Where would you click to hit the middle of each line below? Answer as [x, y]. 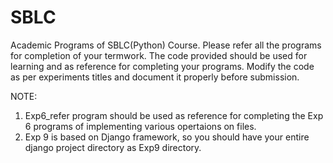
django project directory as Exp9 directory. [113, 147]
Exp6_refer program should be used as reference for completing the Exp [174, 115]
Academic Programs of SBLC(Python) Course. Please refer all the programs [166, 45]
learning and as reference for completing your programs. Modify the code [162, 66]
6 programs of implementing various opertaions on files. [140, 126]
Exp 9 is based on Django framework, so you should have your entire [167, 137]
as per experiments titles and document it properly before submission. [155, 77]
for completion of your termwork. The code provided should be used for [159, 55]
